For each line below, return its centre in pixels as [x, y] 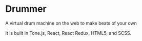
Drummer [26, 9]
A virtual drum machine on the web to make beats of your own [71, 23]
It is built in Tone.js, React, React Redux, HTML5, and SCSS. [68, 33]
